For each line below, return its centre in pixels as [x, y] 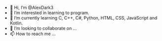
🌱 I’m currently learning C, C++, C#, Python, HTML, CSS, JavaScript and [83, 18]
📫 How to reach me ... [33, 34]
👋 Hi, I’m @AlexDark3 [31, 8]
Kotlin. [16, 23]
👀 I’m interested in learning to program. [50, 13]
